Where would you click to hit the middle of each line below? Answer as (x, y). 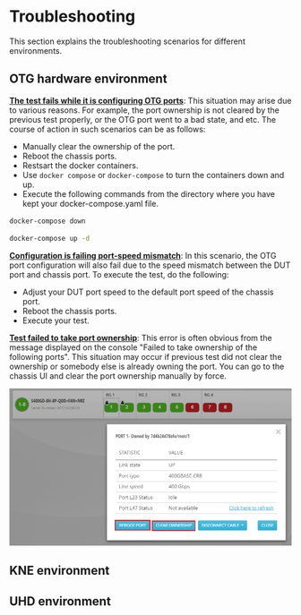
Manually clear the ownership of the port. (99, 146)
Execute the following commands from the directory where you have (149, 193)
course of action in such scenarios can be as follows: (107, 129)
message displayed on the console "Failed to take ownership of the (133, 347)
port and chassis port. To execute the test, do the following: (119, 274)
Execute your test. (56, 320)
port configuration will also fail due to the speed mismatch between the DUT (150, 265)
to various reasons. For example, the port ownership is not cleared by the (144, 110)
